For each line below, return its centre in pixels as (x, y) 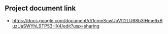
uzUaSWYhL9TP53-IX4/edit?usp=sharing (56, 26)
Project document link (40, 8)
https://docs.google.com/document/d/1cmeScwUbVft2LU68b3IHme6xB (87, 20)
